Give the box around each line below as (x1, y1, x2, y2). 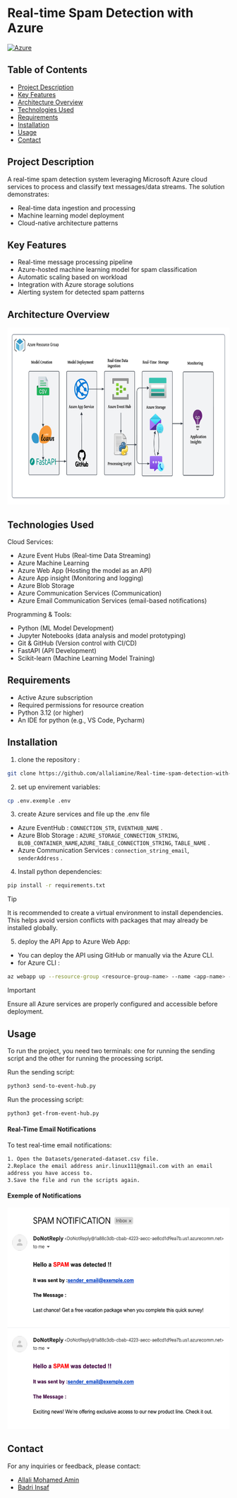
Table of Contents (7, 64, 88, 76)
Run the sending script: (7, 1067, 75, 1076)
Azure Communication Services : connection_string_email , (17, 846, 190, 855)
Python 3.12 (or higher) (17, 708, 85, 717)
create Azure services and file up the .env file (17, 810, 150, 819)
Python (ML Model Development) (17, 624, 114, 632)
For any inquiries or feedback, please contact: (7, 1461, 141, 1470)
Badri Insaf (17, 1482, 49, 1492)
